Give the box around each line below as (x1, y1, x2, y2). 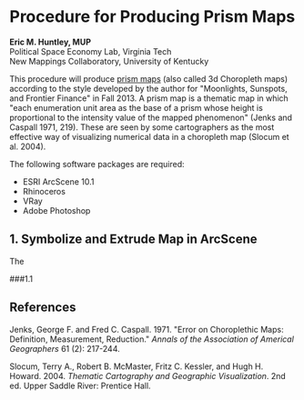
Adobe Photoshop (22, 205, 91, 215)
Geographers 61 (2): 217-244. (9, 343, 120, 354)
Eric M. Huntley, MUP (9, 36, 91, 47)
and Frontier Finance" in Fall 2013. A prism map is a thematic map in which (9, 93, 289, 104)
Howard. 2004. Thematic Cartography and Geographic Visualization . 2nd (9, 370, 287, 381)
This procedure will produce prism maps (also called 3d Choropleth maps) (9, 73, 289, 84)
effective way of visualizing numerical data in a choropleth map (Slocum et (9, 131, 289, 142)
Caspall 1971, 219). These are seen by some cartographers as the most (9, 121, 275, 133)
